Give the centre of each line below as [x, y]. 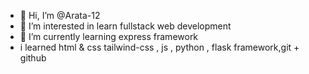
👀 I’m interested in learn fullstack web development [125, 26]
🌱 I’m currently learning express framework [109, 36]
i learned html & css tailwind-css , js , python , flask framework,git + [159, 47]
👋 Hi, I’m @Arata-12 [60, 15]
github [33, 58]
